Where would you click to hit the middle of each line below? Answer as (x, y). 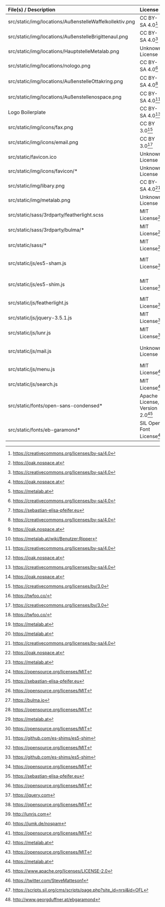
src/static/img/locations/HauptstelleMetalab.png (64, 51)
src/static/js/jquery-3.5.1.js (40, 318)
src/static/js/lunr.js (29, 333)
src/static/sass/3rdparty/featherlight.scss (56, 215)
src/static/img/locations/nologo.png (49, 66)
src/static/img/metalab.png (39, 200)
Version (149, 408)
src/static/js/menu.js (32, 369)
